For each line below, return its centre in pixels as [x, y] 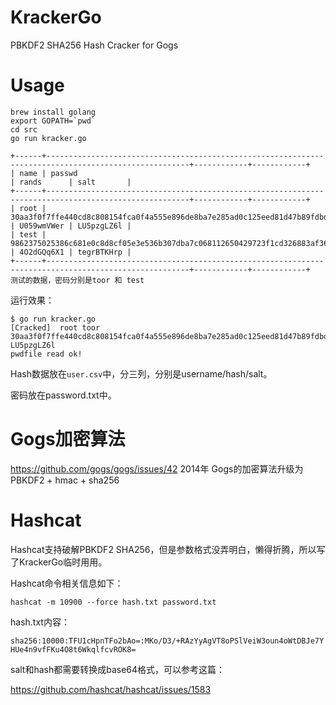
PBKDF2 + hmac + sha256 [65, 480]
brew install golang [53, 112]
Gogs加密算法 [68, 439]
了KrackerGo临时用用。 [59, 562]
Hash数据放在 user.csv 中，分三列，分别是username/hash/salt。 [141, 373]
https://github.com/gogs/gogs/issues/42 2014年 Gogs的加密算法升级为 [157, 468]
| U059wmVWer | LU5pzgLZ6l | [71, 226]
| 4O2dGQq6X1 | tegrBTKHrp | [71, 252]
